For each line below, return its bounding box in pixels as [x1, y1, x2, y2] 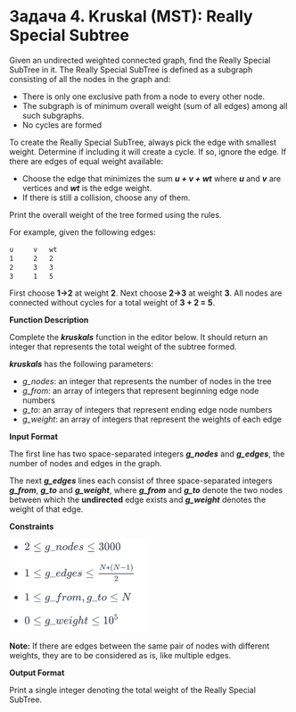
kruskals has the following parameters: [9, 358, 154, 369]
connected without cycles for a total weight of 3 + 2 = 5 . [9, 297, 216, 307]
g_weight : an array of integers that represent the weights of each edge [21, 414, 283, 424]
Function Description [9, 314, 89, 325]
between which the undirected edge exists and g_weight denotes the [9, 494, 267, 505]
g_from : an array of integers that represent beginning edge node [21, 385, 259, 396]
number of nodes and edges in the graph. [9, 457, 162, 468]
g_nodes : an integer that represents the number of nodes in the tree [21, 375, 272, 386]
